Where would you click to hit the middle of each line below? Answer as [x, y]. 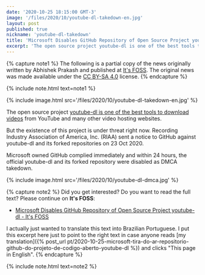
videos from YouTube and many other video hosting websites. [84, 118]
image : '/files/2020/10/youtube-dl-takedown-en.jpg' [75, 18]
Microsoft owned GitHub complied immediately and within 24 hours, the [97, 155]
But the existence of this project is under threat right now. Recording [92, 130]
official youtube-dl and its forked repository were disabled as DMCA [92, 161]
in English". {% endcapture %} [45, 254]
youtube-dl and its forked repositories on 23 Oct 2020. [75, 143]
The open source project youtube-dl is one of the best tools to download [98, 112]
